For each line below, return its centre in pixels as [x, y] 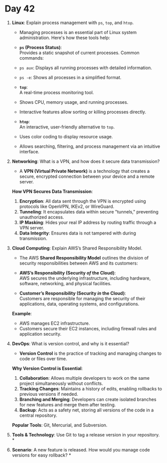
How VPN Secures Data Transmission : [52, 191]
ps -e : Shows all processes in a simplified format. [70, 77]
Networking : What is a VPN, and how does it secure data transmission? [86, 161]
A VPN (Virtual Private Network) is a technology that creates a [84, 171]
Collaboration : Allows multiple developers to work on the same [84, 378]
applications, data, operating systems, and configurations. [79, 304]
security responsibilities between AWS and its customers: [78, 263]
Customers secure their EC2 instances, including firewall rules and [88, 328]
